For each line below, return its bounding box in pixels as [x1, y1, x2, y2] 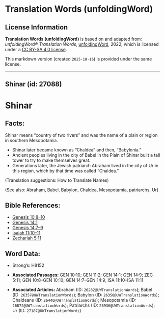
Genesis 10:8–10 [12, 214, 45, 220]
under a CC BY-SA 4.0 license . [5, 47, 67, 52]
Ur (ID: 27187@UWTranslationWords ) [12, 308, 82, 314]
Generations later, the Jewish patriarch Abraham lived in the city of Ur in [12, 163, 159, 169]
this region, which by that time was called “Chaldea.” [12, 168, 119, 174]
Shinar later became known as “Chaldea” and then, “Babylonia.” [12, 147, 141, 153]
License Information [5, 23, 68, 31]
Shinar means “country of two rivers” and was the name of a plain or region [5, 132, 158, 138]
